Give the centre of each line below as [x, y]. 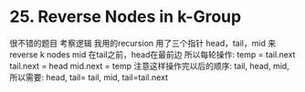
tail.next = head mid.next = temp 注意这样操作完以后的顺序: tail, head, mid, [149, 66]
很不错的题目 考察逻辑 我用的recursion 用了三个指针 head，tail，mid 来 [143, 43]
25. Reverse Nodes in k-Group [126, 17]
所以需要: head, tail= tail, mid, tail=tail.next [89, 77]
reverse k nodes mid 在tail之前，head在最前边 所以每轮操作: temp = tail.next [152, 54]
